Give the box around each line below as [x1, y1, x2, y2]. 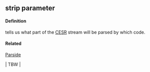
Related [5, 40, 22, 46]
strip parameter [5, 4, 55, 12]
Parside [5, 51, 21, 57]
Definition [5, 17, 27, 24]
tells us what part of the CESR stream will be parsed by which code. [5, 29, 145, 35]
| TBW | [5, 61, 21, 67]
